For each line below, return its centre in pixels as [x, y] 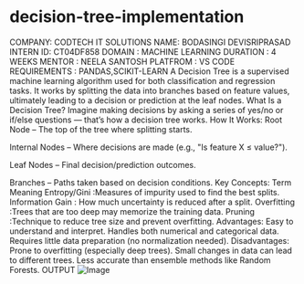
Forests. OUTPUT [42, 269]
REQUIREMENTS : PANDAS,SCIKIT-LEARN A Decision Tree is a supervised [149, 71]
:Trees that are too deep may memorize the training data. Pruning [132, 211]
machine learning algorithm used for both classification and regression [142, 80]
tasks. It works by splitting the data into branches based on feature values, [150, 90]
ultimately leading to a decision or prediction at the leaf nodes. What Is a [146, 100]
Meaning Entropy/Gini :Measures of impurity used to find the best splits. [145, 192]
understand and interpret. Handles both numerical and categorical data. [145, 231]
